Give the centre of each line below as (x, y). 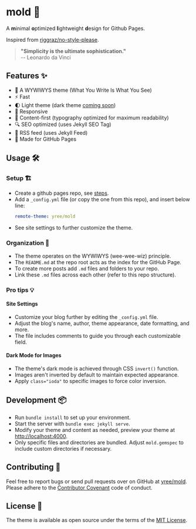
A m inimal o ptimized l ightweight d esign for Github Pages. (76, 28)
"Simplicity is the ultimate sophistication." (73, 51)
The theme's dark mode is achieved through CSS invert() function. (97, 368)
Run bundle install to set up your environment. (72, 417)
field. (21, 342)
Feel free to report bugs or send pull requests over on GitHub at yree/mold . (97, 481)
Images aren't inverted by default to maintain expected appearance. (97, 375)
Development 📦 (36, 400)
